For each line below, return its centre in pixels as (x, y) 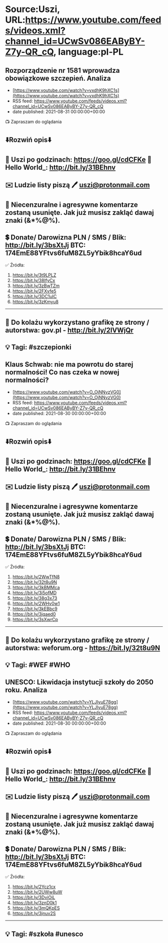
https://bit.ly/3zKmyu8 (35, 302)
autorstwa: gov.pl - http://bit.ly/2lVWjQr (69, 330)
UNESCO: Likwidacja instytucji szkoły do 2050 (79, 682)
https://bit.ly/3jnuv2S (34, 913)
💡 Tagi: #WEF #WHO (38, 665)
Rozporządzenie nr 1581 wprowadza (62, 71)
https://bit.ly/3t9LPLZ (34, 275)
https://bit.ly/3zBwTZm (36, 286)
